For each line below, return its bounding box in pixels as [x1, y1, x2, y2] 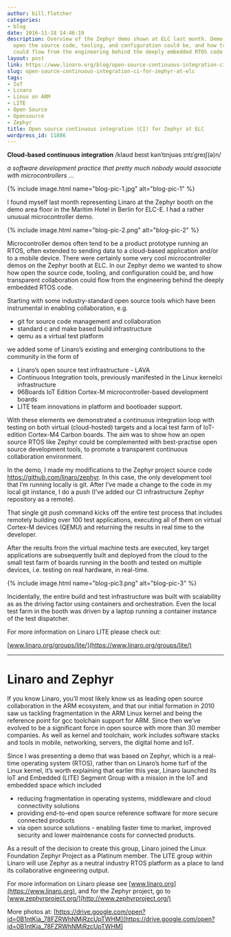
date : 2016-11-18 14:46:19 [7, 29, 85, 37]
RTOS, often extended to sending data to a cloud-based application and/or [7, 247, 219, 255]
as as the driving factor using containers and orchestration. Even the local [7, 600, 217, 608]
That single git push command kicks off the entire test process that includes [7, 508, 223, 517]
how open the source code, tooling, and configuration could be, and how [7, 269, 214, 277]
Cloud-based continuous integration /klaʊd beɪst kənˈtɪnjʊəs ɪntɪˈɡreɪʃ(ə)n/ [7, 151, 221, 159]
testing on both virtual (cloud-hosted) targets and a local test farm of [7, 423, 202, 431]
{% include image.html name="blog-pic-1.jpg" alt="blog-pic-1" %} [7, 185, 195, 193]
